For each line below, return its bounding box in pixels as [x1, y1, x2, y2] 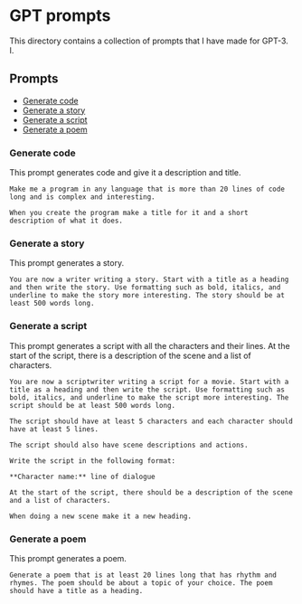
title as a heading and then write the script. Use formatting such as [9, 385, 285, 394]
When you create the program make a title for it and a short [9, 209, 249, 218]
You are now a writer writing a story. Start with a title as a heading [9, 275, 289, 285]
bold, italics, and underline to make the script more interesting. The [9, 392, 289, 402]
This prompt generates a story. [9, 258, 125, 269]
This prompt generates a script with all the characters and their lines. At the [9, 340, 291, 351]
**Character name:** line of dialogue [9, 472, 156, 481]
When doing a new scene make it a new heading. [9, 512, 193, 521]
